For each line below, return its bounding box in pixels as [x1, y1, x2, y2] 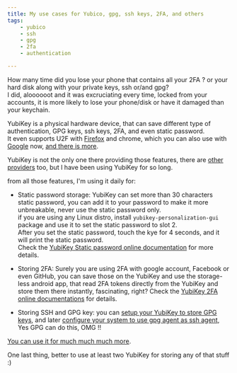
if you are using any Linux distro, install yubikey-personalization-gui [17, 213, 219, 222]
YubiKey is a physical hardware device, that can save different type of [7, 119, 211, 127]
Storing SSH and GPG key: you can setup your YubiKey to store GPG [17, 308, 217, 316]
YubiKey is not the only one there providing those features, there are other [7, 155, 224, 163]
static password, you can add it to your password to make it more [17, 197, 209, 206]
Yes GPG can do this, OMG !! [17, 323, 101, 331]
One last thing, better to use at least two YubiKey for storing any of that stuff [7, 350, 230, 359]
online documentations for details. [17, 294, 117, 303]
